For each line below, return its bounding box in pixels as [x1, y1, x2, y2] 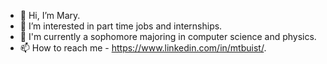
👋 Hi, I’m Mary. [19, 10, 81, 21]
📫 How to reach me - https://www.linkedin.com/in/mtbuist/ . [19, 42, 267, 54]
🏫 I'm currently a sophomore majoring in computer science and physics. [19, 31, 317, 42]
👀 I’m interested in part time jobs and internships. [19, 20, 223, 32]
